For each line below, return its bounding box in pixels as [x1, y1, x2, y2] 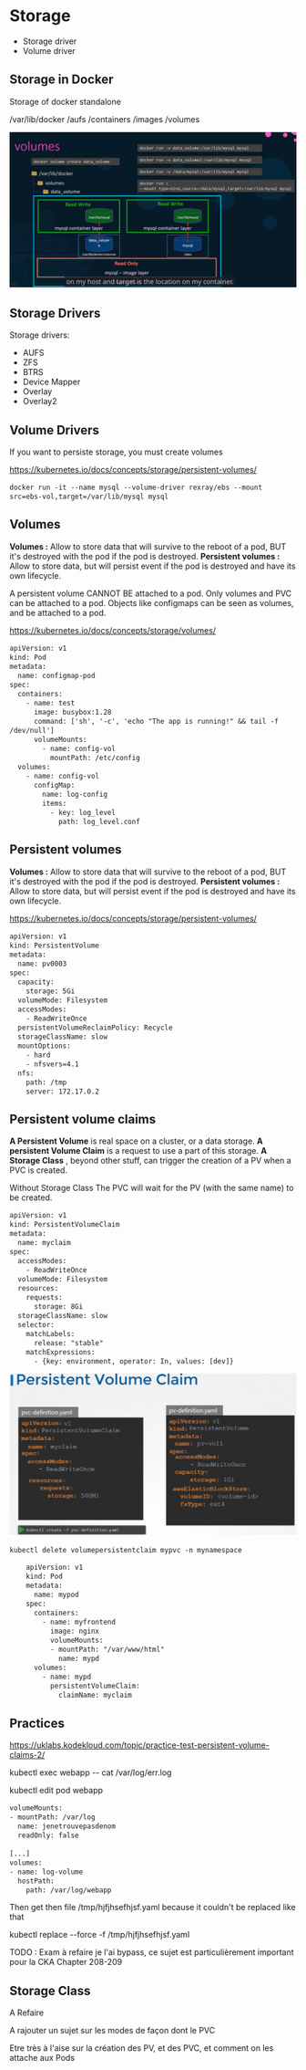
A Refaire [9, 2007, 44, 2018]
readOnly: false [17, 1831, 79, 1840]
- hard [25, 1051, 51, 1060]
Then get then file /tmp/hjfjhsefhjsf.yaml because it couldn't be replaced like [9, 1902, 296, 1913]
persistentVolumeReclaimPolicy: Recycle [17, 1023, 173, 1032]
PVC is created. [9, 1165, 68, 1176]
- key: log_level [49, 808, 117, 817]
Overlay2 [22, 396, 57, 407]
